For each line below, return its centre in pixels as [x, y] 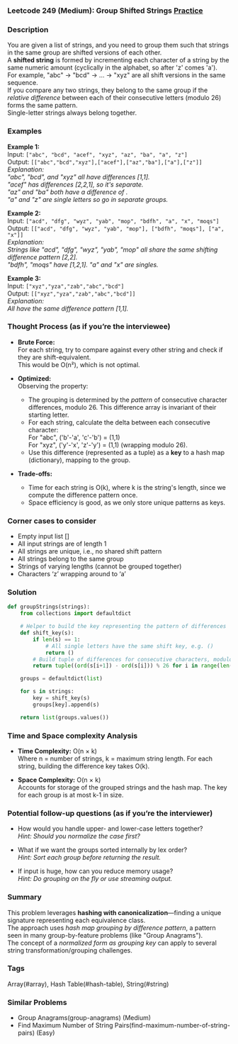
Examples [25, 131]
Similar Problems [37, 1002]
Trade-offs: [35, 473]
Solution [22, 593]
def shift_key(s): [47, 633]
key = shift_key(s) [62, 698]
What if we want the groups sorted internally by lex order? [102, 850]
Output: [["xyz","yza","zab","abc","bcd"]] [72, 293]
